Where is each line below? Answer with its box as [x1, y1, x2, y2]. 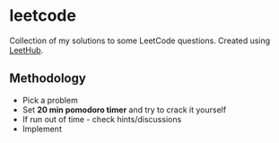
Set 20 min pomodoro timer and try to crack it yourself [22, 104, 227, 115]
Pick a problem [22, 94, 78, 105]
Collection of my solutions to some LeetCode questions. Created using [9, 35, 271, 46]
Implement [22, 123, 63, 134]
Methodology [9, 71, 87, 86]
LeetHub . [9, 44, 44, 55]
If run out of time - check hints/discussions [22, 113, 182, 124]
